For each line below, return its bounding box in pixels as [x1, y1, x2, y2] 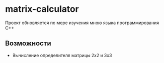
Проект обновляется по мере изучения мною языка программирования [5, 20, 159, 26]
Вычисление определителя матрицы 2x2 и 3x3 [12, 52, 112, 58]
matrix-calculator [5, 3, 79, 15]
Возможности [5, 39, 51, 48]
